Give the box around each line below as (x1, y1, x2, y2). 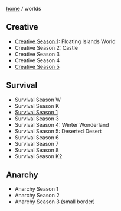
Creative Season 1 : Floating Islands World (14, 38, 116, 45)
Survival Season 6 (14, 133, 59, 141)
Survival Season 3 (14, 115, 59, 122)
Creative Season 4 (14, 56, 60, 64)
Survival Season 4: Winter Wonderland (14, 121, 109, 128)
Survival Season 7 (14, 140, 59, 147)
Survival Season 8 (14, 146, 59, 154)
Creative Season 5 (14, 63, 60, 70)
